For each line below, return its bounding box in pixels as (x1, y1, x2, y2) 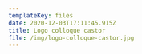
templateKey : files (8, 11, 74, 20)
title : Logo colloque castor (8, 26, 106, 34)
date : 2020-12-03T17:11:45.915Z (8, 19, 116, 27)
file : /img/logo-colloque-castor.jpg (8, 33, 135, 42)
